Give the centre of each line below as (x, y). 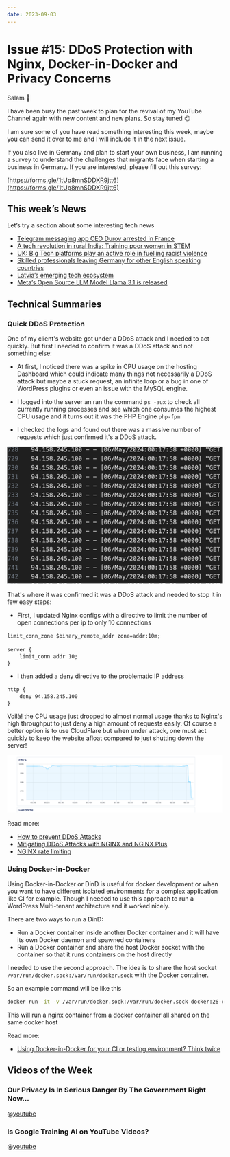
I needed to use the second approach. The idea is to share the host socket (112, 968)
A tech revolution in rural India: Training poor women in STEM (103, 246)
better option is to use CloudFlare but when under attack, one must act (107, 731)
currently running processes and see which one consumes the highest (116, 409)
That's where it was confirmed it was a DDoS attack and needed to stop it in (114, 595)
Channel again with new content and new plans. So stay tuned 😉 (99, 118)
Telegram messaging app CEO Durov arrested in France (95, 239)
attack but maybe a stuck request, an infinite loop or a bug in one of (113, 381)
